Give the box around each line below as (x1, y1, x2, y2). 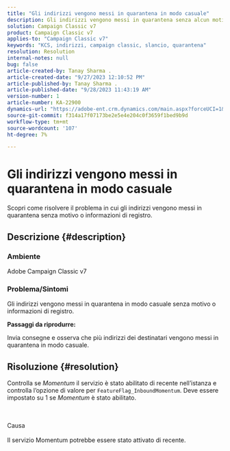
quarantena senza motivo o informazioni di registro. (7, 211, 153, 219)
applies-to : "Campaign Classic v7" (7, 36, 109, 42)
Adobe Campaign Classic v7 (7, 267, 87, 275)
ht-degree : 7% (7, 131, 48, 138)
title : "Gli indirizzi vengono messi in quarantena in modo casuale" (7, 10, 210, 17)
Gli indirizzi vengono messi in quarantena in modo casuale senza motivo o (7, 300, 216, 308)
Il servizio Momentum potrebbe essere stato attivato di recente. (7, 436, 186, 444)
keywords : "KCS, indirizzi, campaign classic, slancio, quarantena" (7, 42, 207, 49)
